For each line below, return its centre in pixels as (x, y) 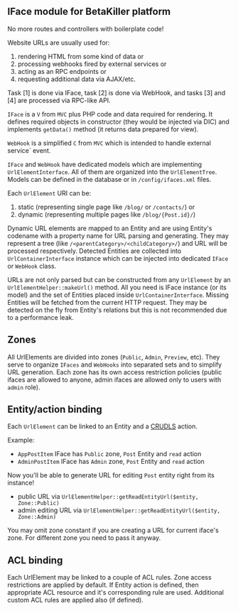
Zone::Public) (38, 504)
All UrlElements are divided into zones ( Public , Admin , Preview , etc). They (114, 357)
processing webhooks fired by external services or (92, 64)
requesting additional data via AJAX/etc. (77, 79)
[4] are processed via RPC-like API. (59, 100)
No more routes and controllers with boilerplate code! (86, 28)
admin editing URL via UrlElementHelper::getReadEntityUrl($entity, (119, 510)
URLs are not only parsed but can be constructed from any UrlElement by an (119, 279)
